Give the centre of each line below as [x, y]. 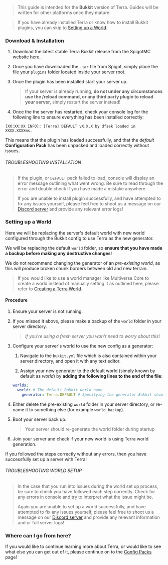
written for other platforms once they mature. [64, 13]
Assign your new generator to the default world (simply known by [88, 371]
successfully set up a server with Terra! [46, 459]
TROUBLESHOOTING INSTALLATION [43, 162]
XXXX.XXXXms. [19, 131]
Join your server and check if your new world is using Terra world [80, 438]
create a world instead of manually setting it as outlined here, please [88, 283]
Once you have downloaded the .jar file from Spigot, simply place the [85, 67]
